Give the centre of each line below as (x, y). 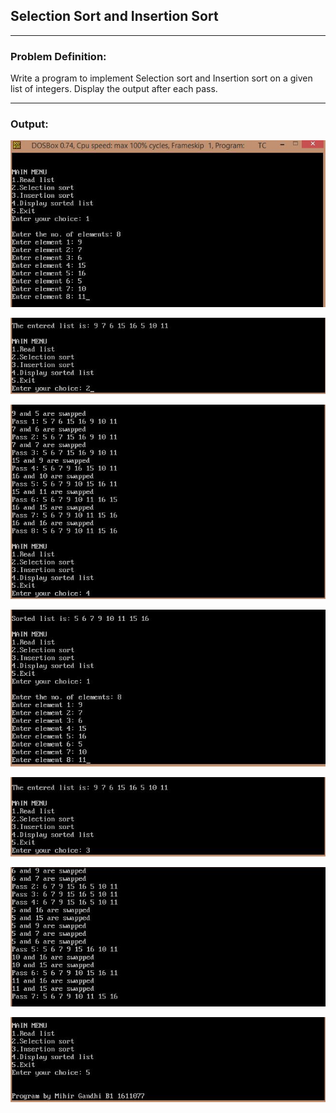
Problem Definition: (58, 56)
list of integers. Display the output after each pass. (114, 89)
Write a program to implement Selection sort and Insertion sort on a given (161, 78)
